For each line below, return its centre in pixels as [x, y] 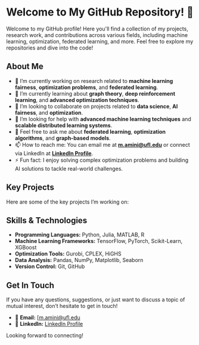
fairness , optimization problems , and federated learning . [86, 87]
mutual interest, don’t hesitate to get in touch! [62, 306]
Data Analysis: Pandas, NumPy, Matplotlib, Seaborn [79, 260]
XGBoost [26, 248]
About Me [25, 67]
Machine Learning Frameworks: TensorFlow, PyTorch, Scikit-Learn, [99, 241]
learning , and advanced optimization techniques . [77, 100]
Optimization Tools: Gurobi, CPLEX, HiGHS [68, 254]
